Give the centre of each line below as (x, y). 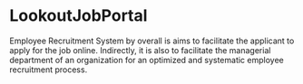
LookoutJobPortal (78, 16)
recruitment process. (49, 70)
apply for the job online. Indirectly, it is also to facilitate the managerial (140, 50)
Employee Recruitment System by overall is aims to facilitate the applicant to (152, 41)
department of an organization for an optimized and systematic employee (147, 60)
